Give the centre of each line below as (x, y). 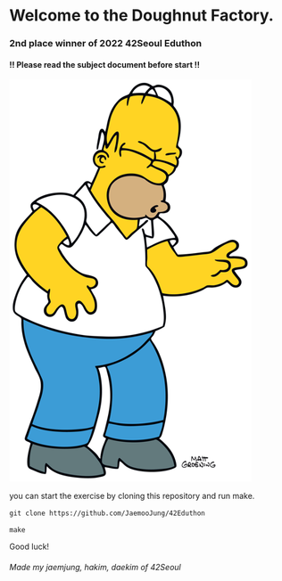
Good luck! (29, 547)
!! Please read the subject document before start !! (105, 64)
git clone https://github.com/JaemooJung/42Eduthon (107, 513)
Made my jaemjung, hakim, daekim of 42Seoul (95, 567)
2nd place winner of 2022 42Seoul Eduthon (106, 44)
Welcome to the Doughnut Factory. (141, 16)
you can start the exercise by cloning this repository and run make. (132, 496)
